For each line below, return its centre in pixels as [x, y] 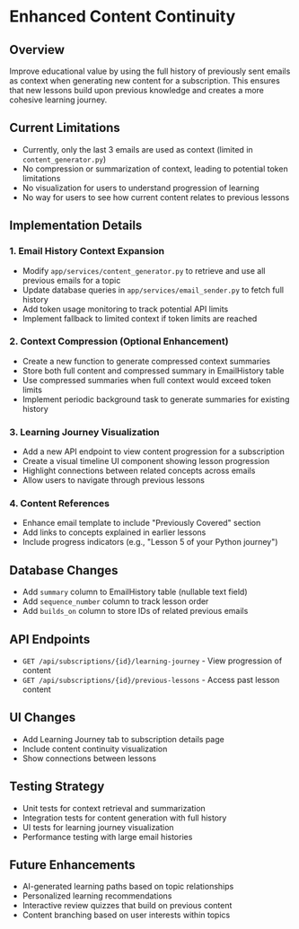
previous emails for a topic [71, 280]
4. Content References [60, 504]
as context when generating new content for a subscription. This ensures [145, 81]
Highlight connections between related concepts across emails [139, 471]
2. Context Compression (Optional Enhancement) [119, 341]
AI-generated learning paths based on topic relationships [128, 887]
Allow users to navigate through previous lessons [113, 480]
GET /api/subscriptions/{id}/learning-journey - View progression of [152, 661]
